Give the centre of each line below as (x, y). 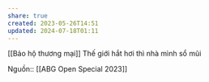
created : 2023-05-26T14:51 (53, 23)
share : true (28, 16)
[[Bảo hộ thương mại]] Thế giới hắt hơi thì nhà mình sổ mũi (104, 54)
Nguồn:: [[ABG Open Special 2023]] (68, 69)
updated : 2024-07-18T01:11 (53, 31)
